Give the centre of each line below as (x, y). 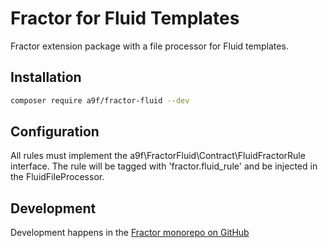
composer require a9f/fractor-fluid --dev (100, 100)
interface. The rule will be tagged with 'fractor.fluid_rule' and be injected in (164, 166)
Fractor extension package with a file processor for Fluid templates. (149, 46)
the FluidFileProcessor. (57, 177)
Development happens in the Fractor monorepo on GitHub (130, 233)
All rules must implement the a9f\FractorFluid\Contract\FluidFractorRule (158, 156)
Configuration (55, 132)
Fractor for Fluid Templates (125, 18)
